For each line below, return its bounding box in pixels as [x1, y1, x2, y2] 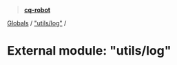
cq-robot [23, 6, 50, 14]
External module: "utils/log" [7, 43, 171, 59]
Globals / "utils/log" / [7, 19, 67, 27]
